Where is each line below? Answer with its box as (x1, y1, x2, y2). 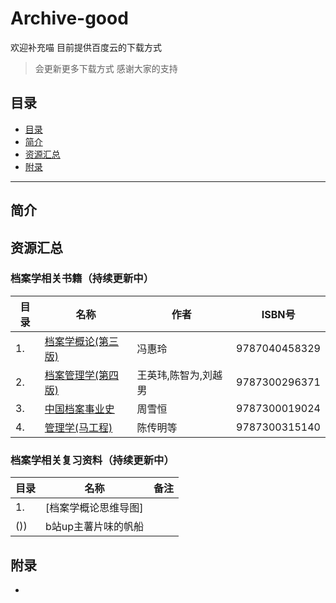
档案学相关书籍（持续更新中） (10, 272, 155, 286)
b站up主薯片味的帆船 (45, 520, 145, 534)
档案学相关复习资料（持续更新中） (10, 453, 175, 467)
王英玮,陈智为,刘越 (136, 368, 223, 382)
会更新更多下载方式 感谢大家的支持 (34, 62, 178, 74)
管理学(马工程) (44, 420, 113, 434)
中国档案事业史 (44, 402, 115, 416)
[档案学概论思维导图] (45, 501, 144, 515)
